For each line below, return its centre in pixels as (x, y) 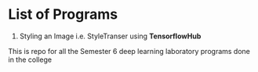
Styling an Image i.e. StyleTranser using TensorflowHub (110, 36)
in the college (30, 59)
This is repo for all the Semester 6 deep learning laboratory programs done (129, 51)
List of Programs (63, 14)
